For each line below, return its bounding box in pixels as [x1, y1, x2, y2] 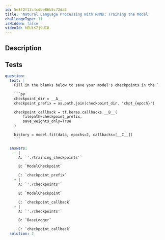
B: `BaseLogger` [18, 218, 52, 223]
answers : [9, 146, 27, 151]
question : [5, 73, 26, 79]
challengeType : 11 [5, 16, 43, 21]
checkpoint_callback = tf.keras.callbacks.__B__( [14, 109, 118, 115]
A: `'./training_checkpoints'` [18, 155, 82, 160]
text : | [9, 78, 26, 83]
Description [5, 44, 42, 52]
